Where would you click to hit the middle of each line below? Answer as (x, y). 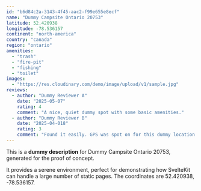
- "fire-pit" (28, 62)
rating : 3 (29, 129)
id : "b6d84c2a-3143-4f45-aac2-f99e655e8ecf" (63, 12)
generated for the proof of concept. (50, 158)
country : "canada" (29, 40)
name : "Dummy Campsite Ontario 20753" (55, 17)
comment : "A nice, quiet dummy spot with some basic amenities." (101, 112)
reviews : (17, 90)
